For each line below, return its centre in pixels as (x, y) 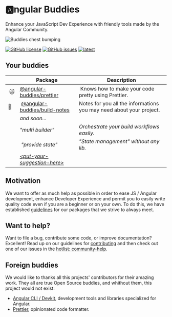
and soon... (33, 118)
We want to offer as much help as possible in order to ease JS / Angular (81, 193)
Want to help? (28, 225)
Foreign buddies (32, 265)
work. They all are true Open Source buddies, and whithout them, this (79, 283)
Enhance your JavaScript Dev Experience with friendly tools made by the (82, 24)
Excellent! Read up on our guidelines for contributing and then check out (82, 244)
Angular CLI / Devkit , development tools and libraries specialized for (84, 299)
